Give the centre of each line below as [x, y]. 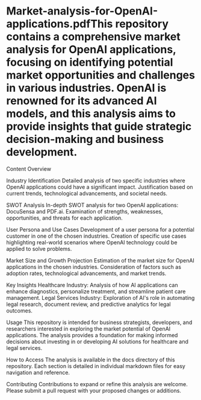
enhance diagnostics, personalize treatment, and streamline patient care [96, 291]
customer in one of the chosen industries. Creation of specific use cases [96, 236]
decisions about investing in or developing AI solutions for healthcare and [97, 341]
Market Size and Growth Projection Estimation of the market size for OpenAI [100, 260]
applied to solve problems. [39, 249]
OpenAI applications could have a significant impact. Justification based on [100, 187]
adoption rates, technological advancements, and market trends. [86, 273]
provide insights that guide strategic [99, 126]
